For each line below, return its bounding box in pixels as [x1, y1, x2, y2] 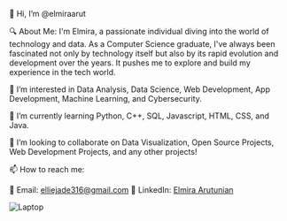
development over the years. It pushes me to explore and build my [9, 57, 251, 68]
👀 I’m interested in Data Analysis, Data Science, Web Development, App [9, 84, 270, 95]
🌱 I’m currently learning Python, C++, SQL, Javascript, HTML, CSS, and [9, 110, 270, 121]
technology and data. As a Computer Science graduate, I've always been [9, 39, 275, 49]
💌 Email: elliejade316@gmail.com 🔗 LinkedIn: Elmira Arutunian [9, 185, 234, 194]
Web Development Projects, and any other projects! [9, 147, 198, 156]
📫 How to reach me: [9, 164, 85, 174]
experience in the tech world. [9, 67, 117, 77]
